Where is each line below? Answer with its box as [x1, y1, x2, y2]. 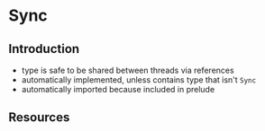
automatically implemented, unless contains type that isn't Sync [21, 74, 257, 85]
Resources [8, 109, 70, 126]
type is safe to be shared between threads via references [21, 65, 235, 75]
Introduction [8, 41, 80, 57]
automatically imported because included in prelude [21, 84, 215, 94]
